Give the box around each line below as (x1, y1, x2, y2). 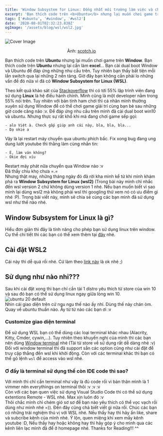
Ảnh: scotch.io (67, 48, 96, 54)
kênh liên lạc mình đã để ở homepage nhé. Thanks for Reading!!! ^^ (5, 425, 139, 431)
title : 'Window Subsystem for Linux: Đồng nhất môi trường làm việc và (5, 7, 153, 12)
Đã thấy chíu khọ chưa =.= (5, 169, 58, 174)
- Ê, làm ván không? (5, 151, 47, 155)
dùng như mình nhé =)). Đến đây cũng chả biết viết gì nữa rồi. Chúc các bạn (5, 405, 157, 411)
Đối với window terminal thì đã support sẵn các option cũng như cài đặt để (5, 345, 154, 351)
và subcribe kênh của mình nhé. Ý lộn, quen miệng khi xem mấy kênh (5, 415, 144, 421)
